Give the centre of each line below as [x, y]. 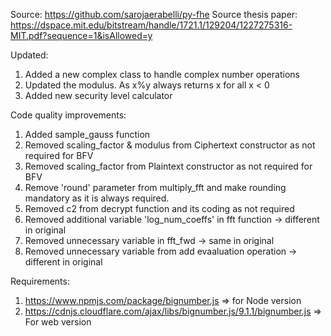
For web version [58, 322]
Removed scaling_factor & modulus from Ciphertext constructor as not [170, 145]
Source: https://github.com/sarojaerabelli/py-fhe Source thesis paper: [154, 14]
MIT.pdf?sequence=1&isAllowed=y [81, 35]
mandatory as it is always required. [97, 198]
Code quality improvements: [68, 115]
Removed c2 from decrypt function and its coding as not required [159, 208]
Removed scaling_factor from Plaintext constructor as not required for [168, 166]
